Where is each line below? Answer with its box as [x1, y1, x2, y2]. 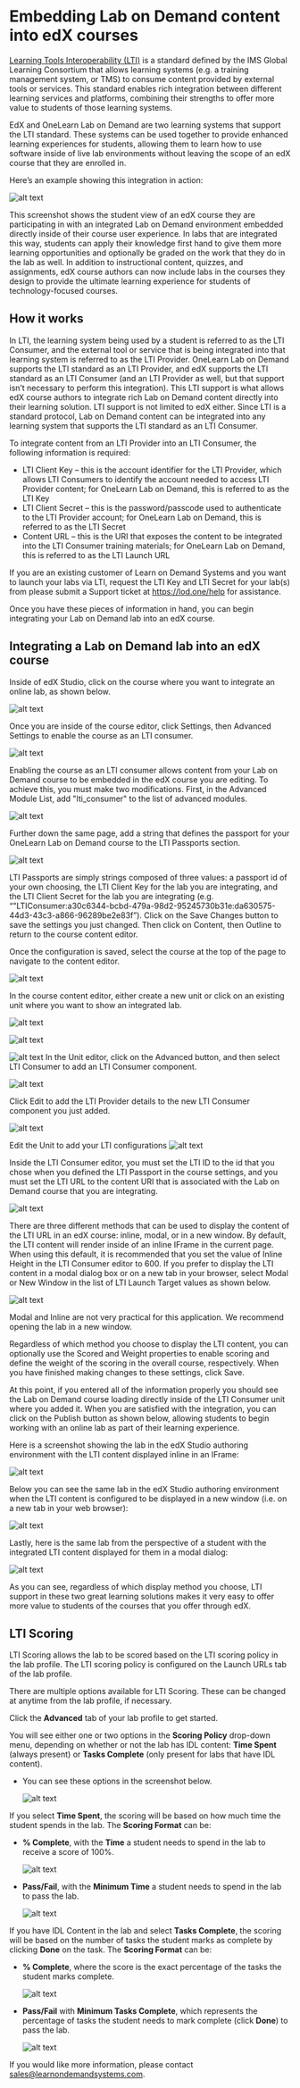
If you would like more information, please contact [9, 2059, 194, 2070]
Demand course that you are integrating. [9, 1185, 158, 1196]
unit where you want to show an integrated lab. [9, 999, 182, 1010]
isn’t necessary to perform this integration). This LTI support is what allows [9, 382, 284, 393]
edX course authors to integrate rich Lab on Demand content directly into [9, 391, 279, 403]
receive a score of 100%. [21, 1847, 114, 1858]
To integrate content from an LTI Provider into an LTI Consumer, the [9, 438, 257, 448]
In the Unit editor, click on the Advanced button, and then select [45, 1051, 280, 1062]
